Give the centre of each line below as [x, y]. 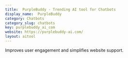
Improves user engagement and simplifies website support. [64, 50]
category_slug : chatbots [30, 23]
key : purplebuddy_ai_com [30, 28]
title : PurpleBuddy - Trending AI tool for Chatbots [61, 9]
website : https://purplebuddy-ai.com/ [44, 32]
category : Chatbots [25, 18]
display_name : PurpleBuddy [33, 14]
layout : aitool [20, 37]
